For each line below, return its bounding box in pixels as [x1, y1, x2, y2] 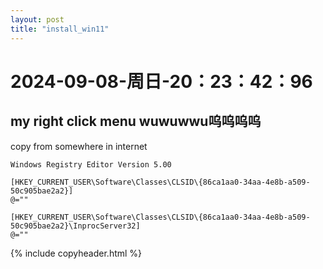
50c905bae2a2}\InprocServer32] [10, 221, 141, 231]
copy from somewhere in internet [10, 140, 148, 152]
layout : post [10, 14, 65, 25]
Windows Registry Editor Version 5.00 [10, 159, 172, 170]
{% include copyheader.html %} [10, 247, 143, 259]
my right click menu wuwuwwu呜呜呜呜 [10, 113, 262, 130]
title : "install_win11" [10, 24, 110, 34]
